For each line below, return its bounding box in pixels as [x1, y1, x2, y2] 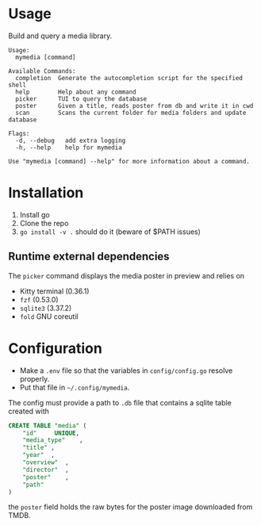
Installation [8, 184, 84, 202]
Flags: [8, 129, 30, 137]
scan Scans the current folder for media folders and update [15, 109, 247, 117]
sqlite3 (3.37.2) [19, 303, 72, 313]
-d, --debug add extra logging [15, 136, 126, 144]
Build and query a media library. [8, 31, 113, 40]
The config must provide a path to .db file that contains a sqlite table [8, 397, 232, 407]
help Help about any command [15, 88, 136, 96]
